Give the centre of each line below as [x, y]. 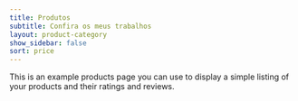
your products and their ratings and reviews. [92, 87]
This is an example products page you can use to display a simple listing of [149, 77]
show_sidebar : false [48, 43]
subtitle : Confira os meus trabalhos [81, 26]
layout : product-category [58, 34]
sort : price [32, 51]
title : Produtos [40, 18]
